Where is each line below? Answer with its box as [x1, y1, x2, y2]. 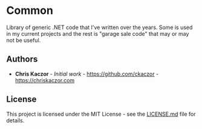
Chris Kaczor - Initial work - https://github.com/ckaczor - [15, 70, 159, 78]
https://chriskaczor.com [15, 76, 75, 84]
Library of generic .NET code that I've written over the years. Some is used [6, 24, 193, 31]
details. [6, 116, 25, 124]
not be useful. [6, 36, 41, 44]
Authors [6, 54, 38, 64]
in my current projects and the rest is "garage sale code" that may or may [6, 30, 189, 37]
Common [6, 4, 53, 18]
